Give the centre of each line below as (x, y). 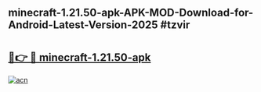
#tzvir (175, 25)
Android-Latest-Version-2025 (83, 25)
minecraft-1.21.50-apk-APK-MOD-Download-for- (131, 13)
